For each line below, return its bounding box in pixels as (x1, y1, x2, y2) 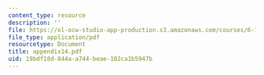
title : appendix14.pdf (8, 48, 82, 55)
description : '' (8, 19, 61, 27)
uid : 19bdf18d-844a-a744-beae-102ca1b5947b (8, 55, 153, 63)
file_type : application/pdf (8, 33, 101, 41)
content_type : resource (8, 11, 86, 20)
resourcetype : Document (8, 41, 86, 48)
